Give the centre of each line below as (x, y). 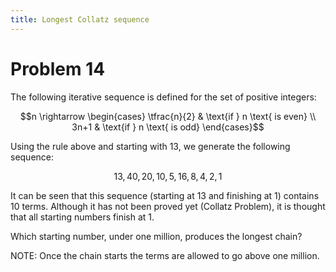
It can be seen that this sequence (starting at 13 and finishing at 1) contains (165, 195)
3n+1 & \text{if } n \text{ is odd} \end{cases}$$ (168, 127)
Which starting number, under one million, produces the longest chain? (156, 236)
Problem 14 (58, 68)
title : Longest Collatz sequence (80, 19)
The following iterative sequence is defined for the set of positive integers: (163, 97)
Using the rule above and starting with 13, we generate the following (150, 146)
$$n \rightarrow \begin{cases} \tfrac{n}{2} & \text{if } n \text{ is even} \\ (168, 116)
